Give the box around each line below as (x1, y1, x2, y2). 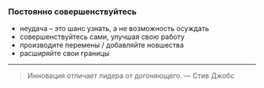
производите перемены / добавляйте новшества (19, 40, 185, 50)
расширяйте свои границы (19, 49, 110, 58)
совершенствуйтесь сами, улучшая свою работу (19, 32, 185, 41)
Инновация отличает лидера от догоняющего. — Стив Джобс (27, 71, 235, 80)
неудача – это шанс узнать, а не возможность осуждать (19, 24, 210, 33)
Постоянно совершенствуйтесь (8, 6, 137, 17)
